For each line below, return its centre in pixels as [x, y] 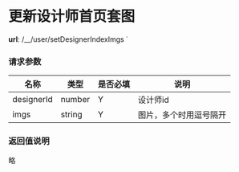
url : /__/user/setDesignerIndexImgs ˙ [68, 39]
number [75, 100]
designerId [33, 100]
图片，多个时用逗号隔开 [182, 115]
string [71, 115]
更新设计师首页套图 [72, 16]
